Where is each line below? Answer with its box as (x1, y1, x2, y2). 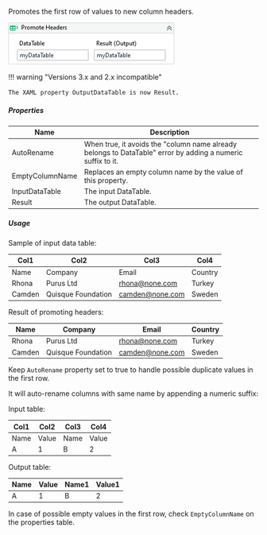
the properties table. (8, 517, 75, 527)
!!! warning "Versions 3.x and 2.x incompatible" (8, 72, 162, 82)
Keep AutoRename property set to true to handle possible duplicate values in (8, 365, 253, 374)
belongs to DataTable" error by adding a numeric (83, 147, 243, 157)
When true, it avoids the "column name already (83, 139, 237, 149)
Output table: (8, 462, 52, 471)
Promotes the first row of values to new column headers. (8, 7, 195, 16)
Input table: (8, 405, 46, 414)
